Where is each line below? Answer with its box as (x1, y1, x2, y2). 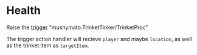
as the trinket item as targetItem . (6, 42, 89, 49)
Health (6, 4, 41, 18)
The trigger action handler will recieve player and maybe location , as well (6, 35, 192, 42)
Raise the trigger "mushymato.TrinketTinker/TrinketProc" (6, 24, 148, 31)
